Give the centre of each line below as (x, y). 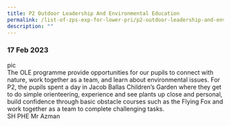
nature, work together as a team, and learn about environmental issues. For (114, 79)
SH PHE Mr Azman (34, 116)
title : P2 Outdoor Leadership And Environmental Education (93, 13)
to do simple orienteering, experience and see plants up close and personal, (115, 94)
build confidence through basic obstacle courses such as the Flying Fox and (115, 101)
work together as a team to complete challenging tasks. (86, 109)
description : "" (30, 26)
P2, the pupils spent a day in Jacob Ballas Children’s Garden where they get (114, 87)
